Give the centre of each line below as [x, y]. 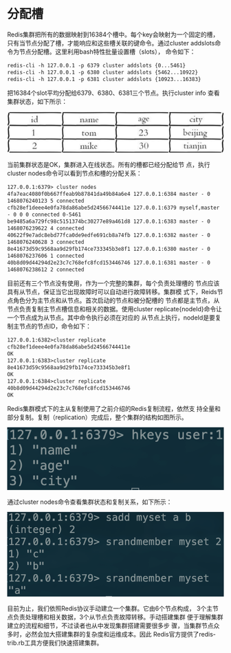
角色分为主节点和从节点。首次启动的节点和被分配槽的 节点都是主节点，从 [116, 300]
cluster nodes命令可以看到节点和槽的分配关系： [75, 173]
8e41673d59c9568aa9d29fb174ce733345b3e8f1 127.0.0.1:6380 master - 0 [109, 249]
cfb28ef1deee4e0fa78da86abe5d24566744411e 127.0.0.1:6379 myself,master [113, 208]
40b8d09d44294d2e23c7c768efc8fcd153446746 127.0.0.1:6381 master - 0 [109, 263]
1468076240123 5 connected [46, 201]
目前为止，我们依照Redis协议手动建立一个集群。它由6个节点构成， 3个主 [110, 608]
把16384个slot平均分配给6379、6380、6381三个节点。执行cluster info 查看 [113, 93]
